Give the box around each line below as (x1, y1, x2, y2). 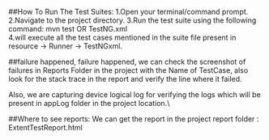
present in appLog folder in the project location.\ (8, 99, 170, 108)
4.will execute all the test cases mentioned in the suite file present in (8, 32, 237, 42)
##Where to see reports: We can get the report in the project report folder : (8, 114, 259, 124)
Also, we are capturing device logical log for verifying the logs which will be (8, 90, 261, 100)
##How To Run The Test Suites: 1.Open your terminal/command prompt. (8, 7, 249, 16)
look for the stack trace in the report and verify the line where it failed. (8, 74, 242, 83)
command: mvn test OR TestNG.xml (8, 24, 128, 33)
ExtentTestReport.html (8, 123, 83, 132)
